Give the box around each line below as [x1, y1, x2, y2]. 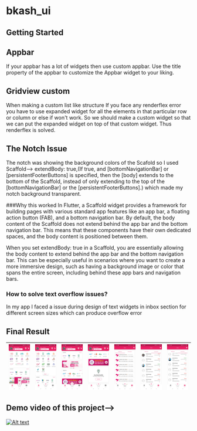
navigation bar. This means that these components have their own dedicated [6, 227, 191, 234]
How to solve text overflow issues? [6, 290, 108, 298]
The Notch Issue [6, 144, 67, 154]
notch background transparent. [6, 191, 81, 198]
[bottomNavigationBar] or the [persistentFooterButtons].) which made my [6, 184, 184, 191]
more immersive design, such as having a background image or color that [6, 263, 184, 270]
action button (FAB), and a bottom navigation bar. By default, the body [6, 214, 175, 221]
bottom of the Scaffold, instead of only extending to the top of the [6, 178, 165, 185]
